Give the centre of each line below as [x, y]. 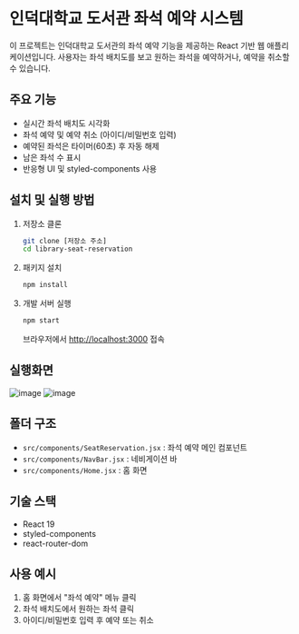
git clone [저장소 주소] [64, 241]
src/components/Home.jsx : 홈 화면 [85, 470]
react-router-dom [55, 543]
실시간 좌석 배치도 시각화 [66, 123]
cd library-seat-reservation [77, 249]
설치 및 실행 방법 [52, 200]
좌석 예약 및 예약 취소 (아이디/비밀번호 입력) [99, 134]
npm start [41, 321]
